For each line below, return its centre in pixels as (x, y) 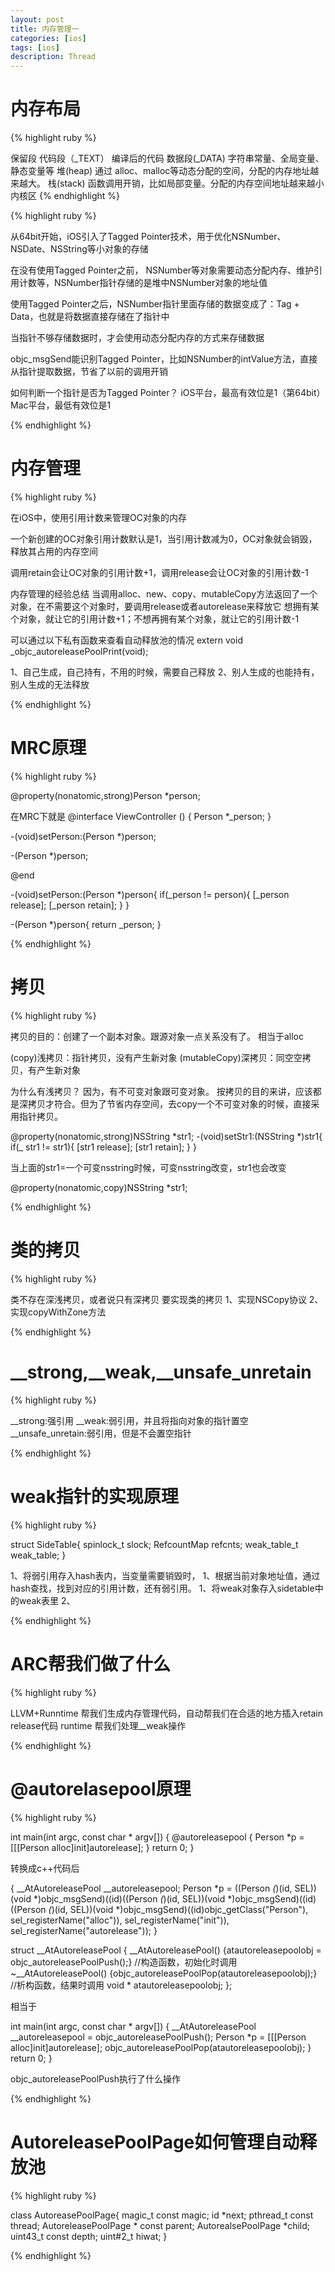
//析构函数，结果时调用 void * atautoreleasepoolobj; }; (121, 1985)
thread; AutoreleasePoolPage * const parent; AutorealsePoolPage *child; (160, 2225)
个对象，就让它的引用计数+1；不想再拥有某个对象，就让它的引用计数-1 (155, 619)
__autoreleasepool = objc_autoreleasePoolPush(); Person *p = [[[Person (158, 2037)
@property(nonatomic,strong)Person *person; (105, 795)
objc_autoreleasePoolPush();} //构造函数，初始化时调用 (124, 1962)
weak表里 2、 (47, 1600)
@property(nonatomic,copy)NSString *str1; (99, 1187)
